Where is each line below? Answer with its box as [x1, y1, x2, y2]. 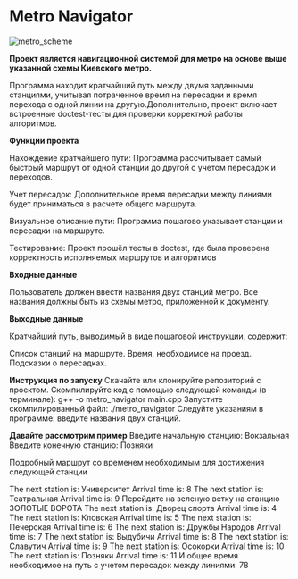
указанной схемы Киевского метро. [9, 63, 153, 73]
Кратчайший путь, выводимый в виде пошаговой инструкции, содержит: [9, 331, 288, 341]
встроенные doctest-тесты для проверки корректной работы [9, 108, 244, 119]
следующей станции [9, 466, 87, 477]
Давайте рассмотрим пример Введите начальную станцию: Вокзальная [9, 430, 290, 441]
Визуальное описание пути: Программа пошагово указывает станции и [9, 215, 283, 226]
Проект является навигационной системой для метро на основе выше [9, 53, 287, 63]
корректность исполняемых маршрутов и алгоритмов [9, 252, 217, 263]
